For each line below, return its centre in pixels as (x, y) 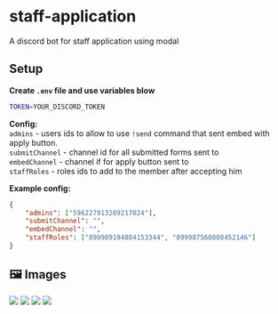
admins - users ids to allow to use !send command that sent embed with (139, 133)
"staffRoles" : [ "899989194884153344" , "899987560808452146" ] (140, 238)
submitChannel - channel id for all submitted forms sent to (114, 152)
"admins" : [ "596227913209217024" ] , (91, 213)
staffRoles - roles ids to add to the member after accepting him (126, 171)
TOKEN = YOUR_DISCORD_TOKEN (57, 107)
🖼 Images (38, 274)
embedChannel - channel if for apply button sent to (99, 161)
